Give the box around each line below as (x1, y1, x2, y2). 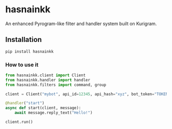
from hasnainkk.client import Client (5, 73, 86, 78)
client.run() (5, 119, 33, 125)
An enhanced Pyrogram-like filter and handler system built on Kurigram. (5, 20, 157, 27)
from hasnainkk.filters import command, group (5, 82, 106, 88)
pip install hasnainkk (5, 49, 54, 54)
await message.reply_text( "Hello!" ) (14, 110, 93, 116)
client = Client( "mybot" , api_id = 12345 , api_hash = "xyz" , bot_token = (5, 91, 155, 97)
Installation (5, 35, 42, 44)
